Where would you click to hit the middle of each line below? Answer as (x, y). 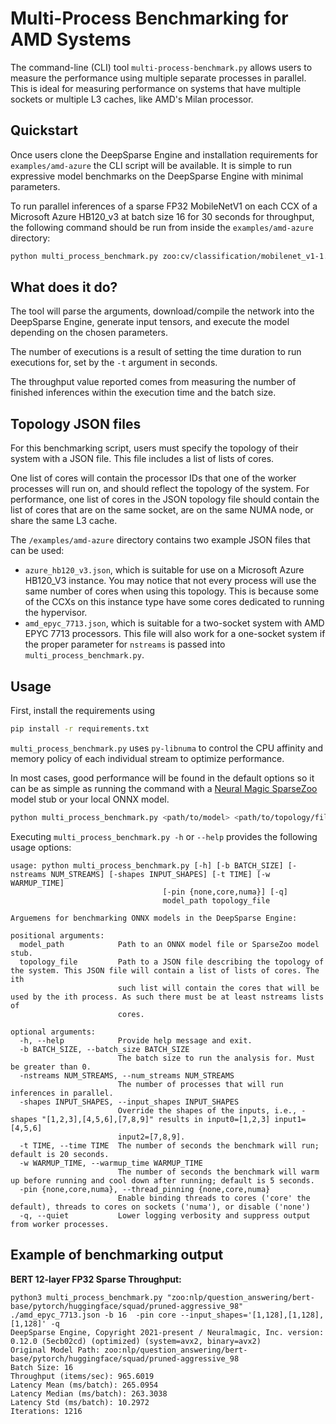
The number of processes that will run (200, 1084)
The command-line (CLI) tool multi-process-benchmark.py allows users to (161, 67)
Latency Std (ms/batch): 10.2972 (80, 1402)
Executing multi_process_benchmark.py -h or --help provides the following (164, 836)
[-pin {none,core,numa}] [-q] (225, 892)
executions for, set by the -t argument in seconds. (114, 363)
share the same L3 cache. (64, 521)
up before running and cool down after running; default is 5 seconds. (162, 1180)
